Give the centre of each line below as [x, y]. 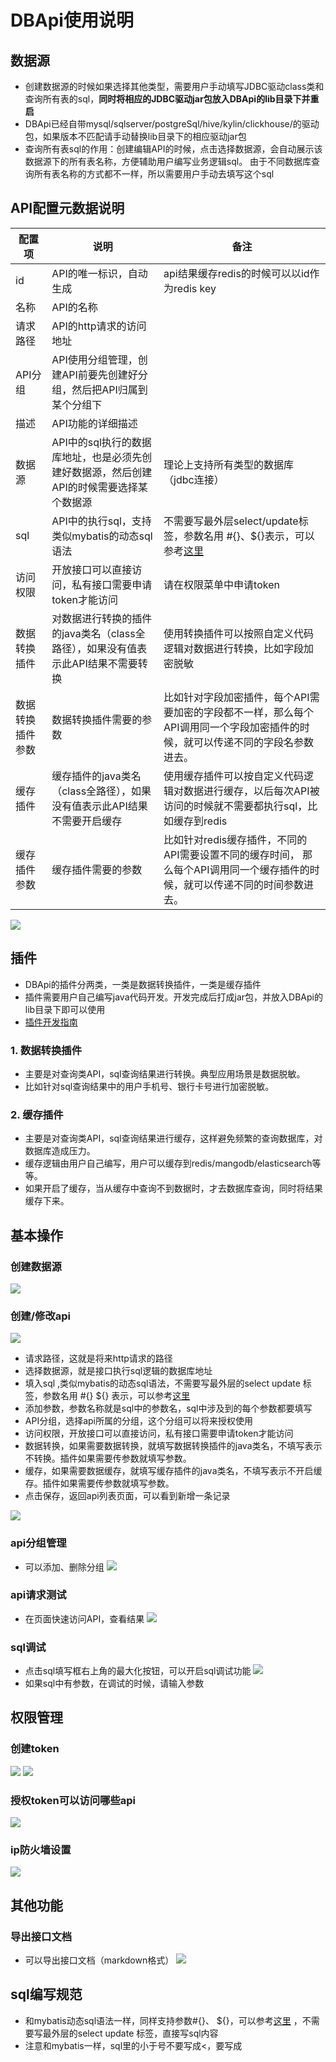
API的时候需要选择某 [99, 487]
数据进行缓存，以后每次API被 [251, 791]
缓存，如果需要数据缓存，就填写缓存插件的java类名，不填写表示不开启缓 [173, 1471]
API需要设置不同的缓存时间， [231, 854]
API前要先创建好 [99, 374]
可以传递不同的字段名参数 [254, 742]
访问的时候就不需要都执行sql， [235, 806]
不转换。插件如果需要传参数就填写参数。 [108, 1458]
